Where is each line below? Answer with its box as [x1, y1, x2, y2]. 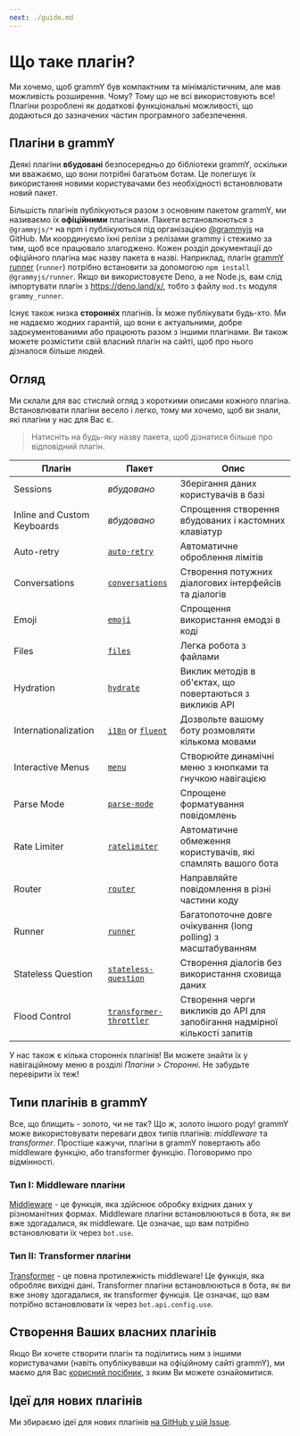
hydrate [107, 683, 140, 693]
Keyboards [13, 520, 60, 533]
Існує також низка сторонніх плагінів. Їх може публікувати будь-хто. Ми [9, 307, 287, 318]
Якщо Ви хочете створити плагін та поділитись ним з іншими [9, 1348, 242, 1359]
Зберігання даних [179, 477, 257, 490]
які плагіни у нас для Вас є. [9, 415, 114, 425]
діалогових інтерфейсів [179, 577, 282, 590]
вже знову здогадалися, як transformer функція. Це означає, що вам [9, 1289, 270, 1300]
